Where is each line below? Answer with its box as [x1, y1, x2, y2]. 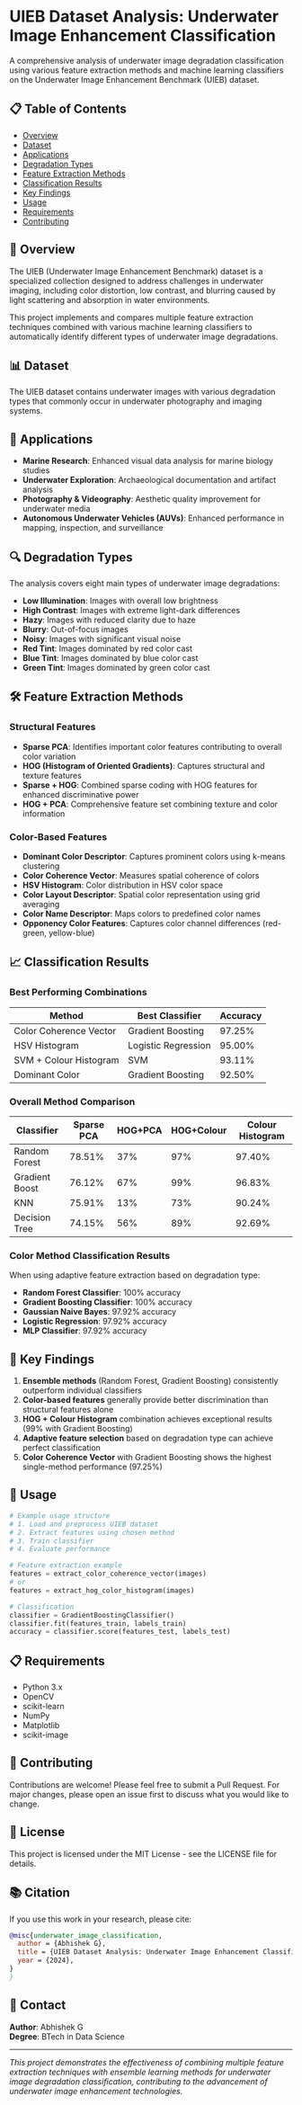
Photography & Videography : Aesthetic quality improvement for [22, 494, 262, 504]
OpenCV [22, 1691, 55, 1702]
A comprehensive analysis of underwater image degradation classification [9, 55, 285, 66]
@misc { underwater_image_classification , [9, 1931, 164, 1940]
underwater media [22, 504, 91, 514]
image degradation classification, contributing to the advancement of [9, 2075, 268, 2087]
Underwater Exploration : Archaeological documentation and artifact [22, 475, 277, 486]
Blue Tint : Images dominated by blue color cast [22, 653, 199, 663]
